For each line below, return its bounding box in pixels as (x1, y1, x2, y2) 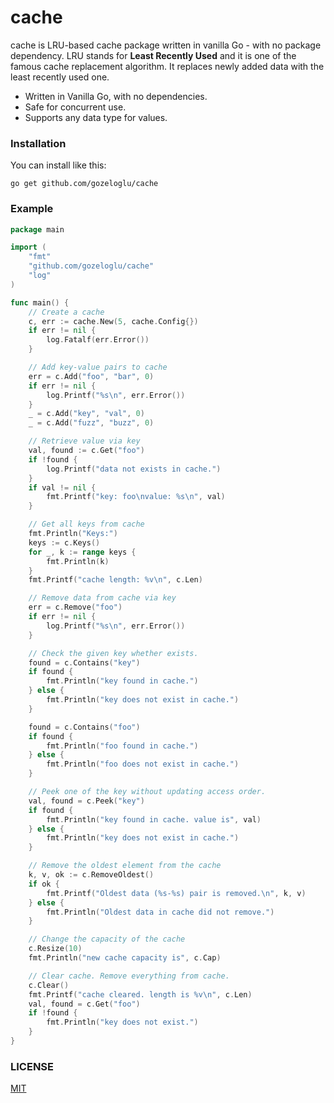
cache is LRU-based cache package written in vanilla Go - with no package (10, 39, 322, 51)
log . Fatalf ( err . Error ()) (46, 335, 150, 345)
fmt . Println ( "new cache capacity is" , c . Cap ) (28, 953, 222, 963)
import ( (10, 242, 47, 253)
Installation (10, 136, 67, 150)
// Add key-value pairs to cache (28, 362, 168, 373)
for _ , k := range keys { (28, 547, 137, 557)
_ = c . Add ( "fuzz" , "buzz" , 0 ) (28, 418, 155, 428)
